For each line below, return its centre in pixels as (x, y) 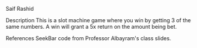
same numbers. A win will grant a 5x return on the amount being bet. (91, 27)
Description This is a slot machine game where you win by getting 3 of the (98, 20)
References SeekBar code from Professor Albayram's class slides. (88, 38)
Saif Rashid (20, 9)
